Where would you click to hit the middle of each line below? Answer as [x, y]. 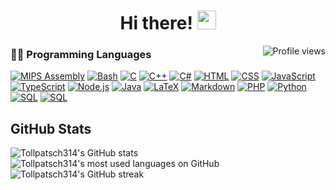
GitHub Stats [51, 128]
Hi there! [156, 23]
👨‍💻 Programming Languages [81, 55]
